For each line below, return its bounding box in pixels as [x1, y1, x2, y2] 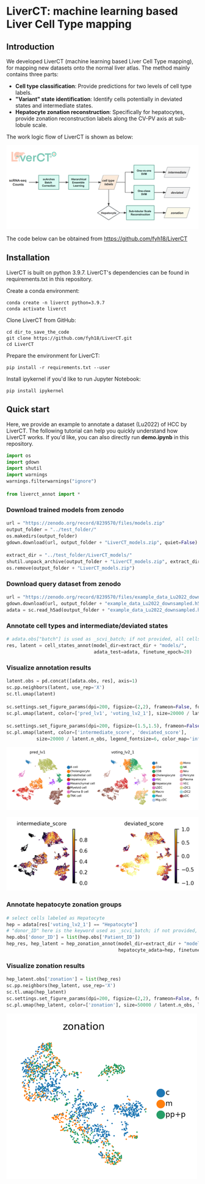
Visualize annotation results [6, 663, 92, 672]
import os [6, 453, 32, 459]
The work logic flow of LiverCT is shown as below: [6, 133, 134, 140]
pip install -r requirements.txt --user [6, 364, 111, 370]
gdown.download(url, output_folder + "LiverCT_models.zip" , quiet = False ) [6, 539, 198, 545]
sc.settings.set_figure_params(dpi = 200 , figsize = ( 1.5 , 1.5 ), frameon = [6, 723, 187, 730]
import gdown [6, 459, 40, 465]
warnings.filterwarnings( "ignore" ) [6, 478, 97, 484]
